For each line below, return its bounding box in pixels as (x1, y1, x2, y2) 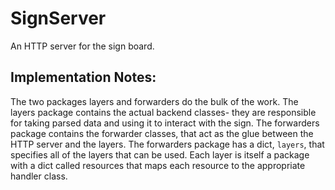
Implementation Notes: (10, 69, 157, 86)
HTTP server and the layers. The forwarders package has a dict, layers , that (10, 138, 325, 150)
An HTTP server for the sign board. (10, 40, 155, 52)
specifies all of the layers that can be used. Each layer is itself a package (10, 148, 310, 161)
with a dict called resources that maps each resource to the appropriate (10, 159, 306, 171)
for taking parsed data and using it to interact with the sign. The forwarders (10, 117, 320, 129)
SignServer (10, 7, 107, 30)
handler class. (10, 170, 68, 182)
